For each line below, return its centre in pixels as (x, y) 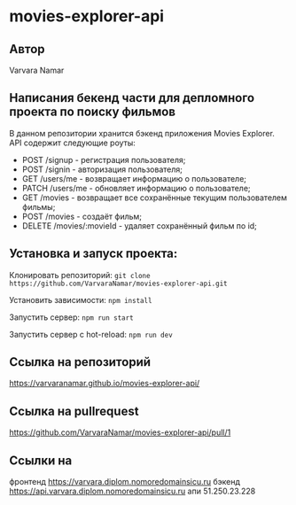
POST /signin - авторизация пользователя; (102, 169)
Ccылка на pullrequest (74, 411)
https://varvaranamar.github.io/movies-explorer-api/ (105, 384)
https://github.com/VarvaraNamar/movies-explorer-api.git (118, 284)
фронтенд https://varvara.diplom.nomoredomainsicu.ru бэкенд (125, 482)
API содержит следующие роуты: (72, 143)
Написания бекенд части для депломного (132, 98)
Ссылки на (41, 460)
